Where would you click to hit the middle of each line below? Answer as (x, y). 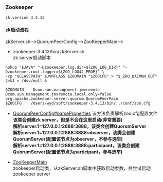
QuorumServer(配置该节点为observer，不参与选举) (68, 139)
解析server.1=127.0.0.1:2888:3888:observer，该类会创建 (74, 132)
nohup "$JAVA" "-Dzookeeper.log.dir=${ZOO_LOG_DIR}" (63, 67)
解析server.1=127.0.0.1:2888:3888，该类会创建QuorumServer (79, 126)
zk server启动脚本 (32, 57)
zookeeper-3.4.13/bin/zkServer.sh (49, 51)
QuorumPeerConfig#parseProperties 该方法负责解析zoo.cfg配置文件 (85, 113)
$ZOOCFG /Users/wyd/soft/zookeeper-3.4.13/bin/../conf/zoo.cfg (78, 103)
